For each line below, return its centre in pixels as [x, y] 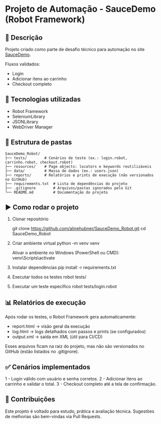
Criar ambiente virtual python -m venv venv [56, 243]
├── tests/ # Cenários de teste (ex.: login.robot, [66, 158]
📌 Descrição [24, 38]
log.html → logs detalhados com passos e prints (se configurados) [79, 332]
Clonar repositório [30, 219]
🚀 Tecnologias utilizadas [43, 99]
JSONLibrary [25, 122]
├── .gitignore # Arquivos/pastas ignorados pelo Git [69, 188]
